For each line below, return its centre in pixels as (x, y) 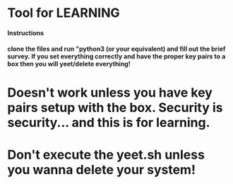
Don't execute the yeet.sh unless (106, 155)
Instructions (26, 32)
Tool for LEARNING (64, 13)
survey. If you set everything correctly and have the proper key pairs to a (116, 56)
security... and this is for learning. (109, 122)
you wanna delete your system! (102, 170)
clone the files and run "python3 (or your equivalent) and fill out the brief (116, 49)
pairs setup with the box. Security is (115, 108)
